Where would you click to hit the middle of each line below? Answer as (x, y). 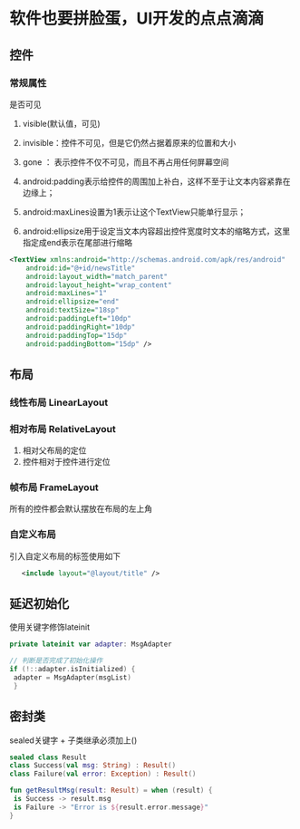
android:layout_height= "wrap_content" (99, 285)
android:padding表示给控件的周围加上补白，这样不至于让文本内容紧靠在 (156, 181)
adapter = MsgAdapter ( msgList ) (72, 678)
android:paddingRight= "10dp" (81, 327)
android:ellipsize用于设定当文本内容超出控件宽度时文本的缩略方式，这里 (156, 231)
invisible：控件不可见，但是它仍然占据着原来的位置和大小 (129, 142)
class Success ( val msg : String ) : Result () (93, 766)
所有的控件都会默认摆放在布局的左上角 (81, 509)
